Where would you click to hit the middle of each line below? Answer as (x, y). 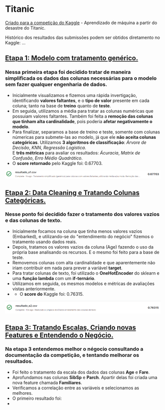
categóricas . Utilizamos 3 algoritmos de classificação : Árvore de (79, 142)
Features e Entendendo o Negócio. (59, 335)
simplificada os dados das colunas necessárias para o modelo (81, 78)
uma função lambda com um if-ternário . (54, 278)
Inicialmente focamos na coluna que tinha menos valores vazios (77, 231)
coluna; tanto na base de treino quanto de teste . (62, 106)
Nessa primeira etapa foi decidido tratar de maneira (68, 72)
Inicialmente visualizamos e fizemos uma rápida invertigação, (74, 95)
